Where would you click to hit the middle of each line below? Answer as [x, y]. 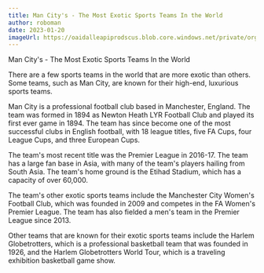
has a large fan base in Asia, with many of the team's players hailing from [126, 164]
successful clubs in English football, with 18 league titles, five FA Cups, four [130, 132]
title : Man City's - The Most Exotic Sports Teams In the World [115, 15]
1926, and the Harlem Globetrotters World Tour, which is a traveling [117, 253]
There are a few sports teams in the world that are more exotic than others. [130, 75]
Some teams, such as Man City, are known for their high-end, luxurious [123, 83]
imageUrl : [24, 37]
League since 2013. [40, 220]
